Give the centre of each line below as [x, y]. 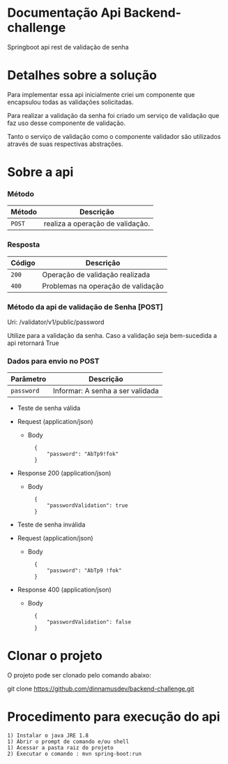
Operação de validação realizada [96, 274]
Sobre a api [40, 172]
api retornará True [33, 343]
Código [23, 263]
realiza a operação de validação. [97, 223]
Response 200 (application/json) [64, 473]
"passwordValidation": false [89, 622]
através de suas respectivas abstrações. [65, 144]
